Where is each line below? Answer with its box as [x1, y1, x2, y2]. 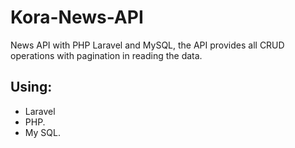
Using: [10, 79, 53, 96]
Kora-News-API [10, 6, 144, 29]
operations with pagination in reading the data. [10, 49, 203, 61]
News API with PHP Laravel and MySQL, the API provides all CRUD [10, 39, 285, 51]
